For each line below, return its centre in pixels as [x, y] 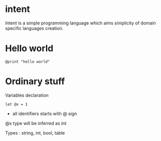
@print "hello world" [28, 62]
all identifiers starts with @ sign [45, 114]
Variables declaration [27, 95]
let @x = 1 [16, 104]
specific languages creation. [34, 28]
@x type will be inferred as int [36, 123]
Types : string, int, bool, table [35, 133]
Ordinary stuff [35, 81]
